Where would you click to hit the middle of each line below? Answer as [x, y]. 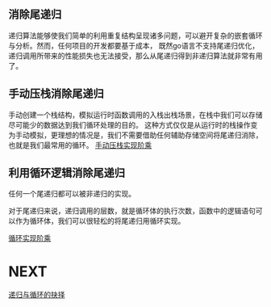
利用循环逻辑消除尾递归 [67, 173]
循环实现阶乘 [29, 238]
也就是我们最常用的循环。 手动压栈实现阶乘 [80, 145]
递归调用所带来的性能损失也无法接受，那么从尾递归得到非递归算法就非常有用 [135, 56]
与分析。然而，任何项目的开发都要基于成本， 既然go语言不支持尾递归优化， [134, 45]
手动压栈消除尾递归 [56, 94]
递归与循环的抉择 [37, 295]
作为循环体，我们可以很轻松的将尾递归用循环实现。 [100, 221]
